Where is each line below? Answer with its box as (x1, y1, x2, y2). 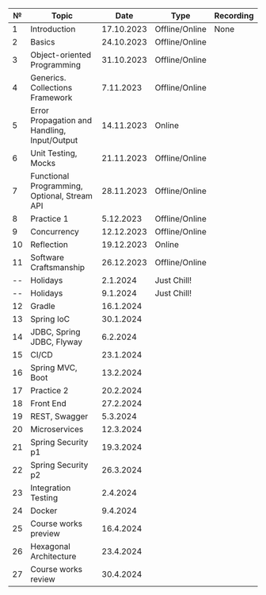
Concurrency (30, 226, 79, 237)
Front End (30, 398, 66, 408)
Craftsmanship (30, 262, 85, 272)
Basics (30, 37, 55, 47)
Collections (30, 83, 73, 93)
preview (30, 528, 61, 539)
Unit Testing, (30, 148, 78, 158)
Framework (30, 92, 73, 102)
